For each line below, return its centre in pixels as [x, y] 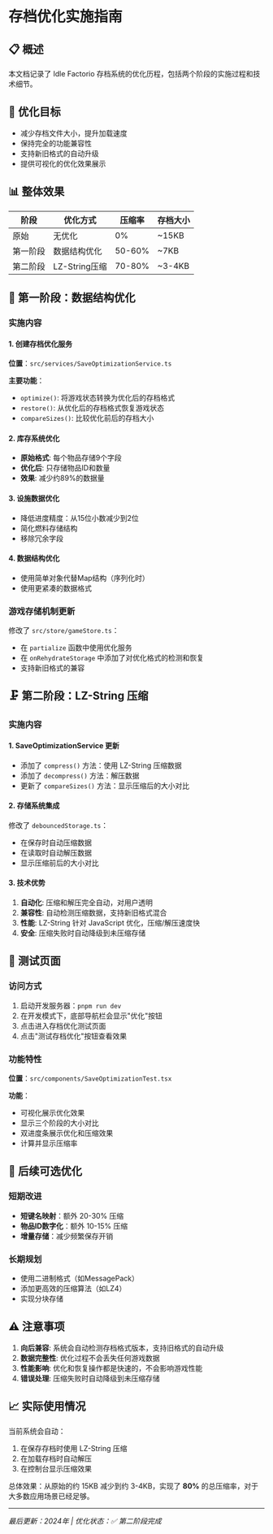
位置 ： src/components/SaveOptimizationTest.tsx [90, 1078]
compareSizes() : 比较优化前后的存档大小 [87, 418]
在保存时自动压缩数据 [56, 843]
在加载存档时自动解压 [56, 1458]
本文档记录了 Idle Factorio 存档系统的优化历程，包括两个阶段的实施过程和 [131, 74]
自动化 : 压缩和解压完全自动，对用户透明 [86, 902]
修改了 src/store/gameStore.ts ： [64, 630]
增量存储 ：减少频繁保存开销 [67, 1236]
